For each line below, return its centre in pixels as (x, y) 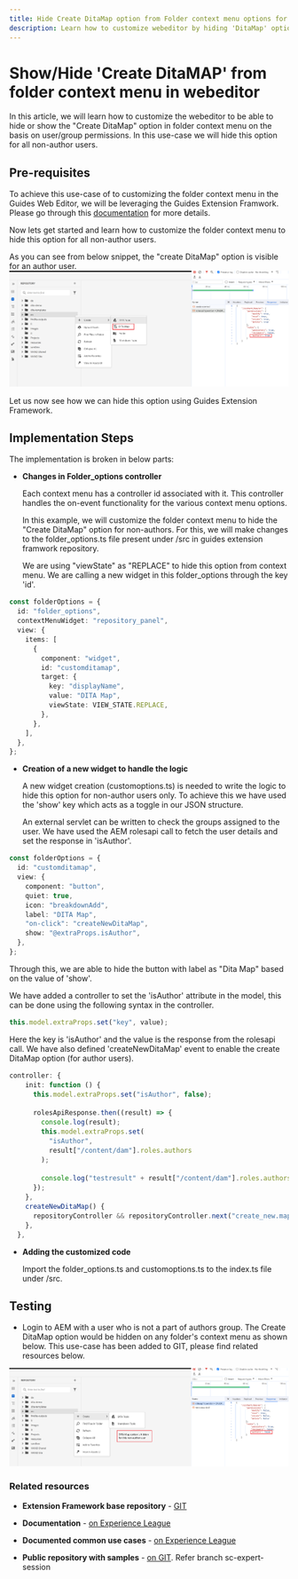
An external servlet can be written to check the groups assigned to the (151, 822)
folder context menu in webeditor (134, 92)
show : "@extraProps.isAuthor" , (83, 933)
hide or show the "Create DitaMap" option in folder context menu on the (141, 126)
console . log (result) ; (81, 1123)
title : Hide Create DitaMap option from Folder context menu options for (149, 19)
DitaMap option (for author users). (72, 1058)
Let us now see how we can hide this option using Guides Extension (133, 400)
